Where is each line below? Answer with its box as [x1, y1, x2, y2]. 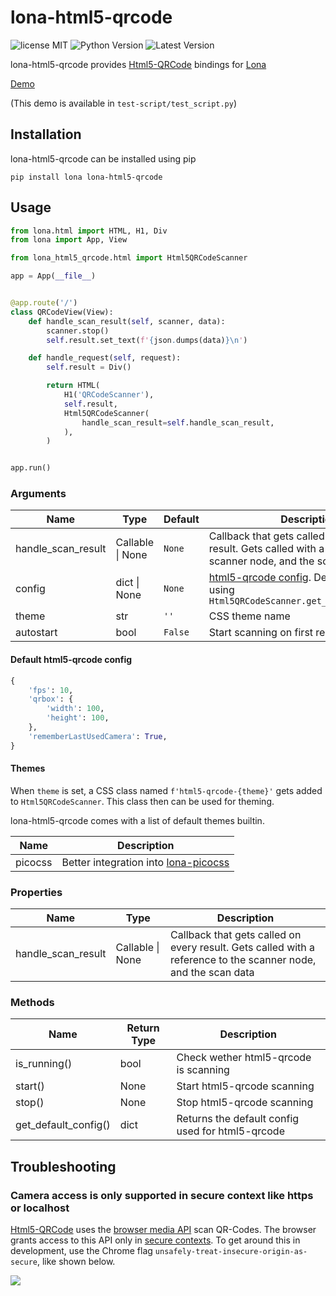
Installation [10, 126, 82, 143]
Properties [10, 885, 63, 899]
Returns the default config [176, 1112, 300, 1126]
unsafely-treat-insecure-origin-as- [154, 1247, 308, 1257]
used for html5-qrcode [176, 1124, 285, 1138]
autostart [15, 626, 58, 640]
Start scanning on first [208, 626, 314, 640]
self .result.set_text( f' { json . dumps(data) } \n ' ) [46, 335, 248, 345]
